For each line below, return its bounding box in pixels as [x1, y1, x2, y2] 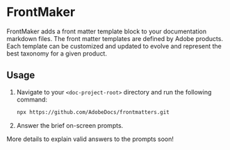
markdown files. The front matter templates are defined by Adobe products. [6, 34, 224, 42]
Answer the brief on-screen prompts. [16, 121, 124, 129]
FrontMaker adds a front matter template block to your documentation [6, 27, 206, 35]
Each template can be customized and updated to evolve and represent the [6, 42, 222, 50]
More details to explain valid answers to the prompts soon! [6, 135, 174, 143]
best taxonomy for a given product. [6, 49, 107, 58]
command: [16, 95, 48, 103]
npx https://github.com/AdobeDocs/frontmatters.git [16, 108, 170, 115]
